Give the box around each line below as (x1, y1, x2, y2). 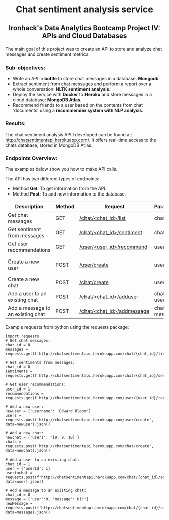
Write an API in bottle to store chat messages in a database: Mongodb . (12, 75, 160, 81)
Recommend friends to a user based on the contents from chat (12, 102, 143, 108)
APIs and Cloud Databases (42, 31, 127, 40)
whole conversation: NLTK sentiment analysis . (12, 86, 111, 92)
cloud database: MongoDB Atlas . (12, 97, 82, 103)
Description (15, 203, 44, 210)
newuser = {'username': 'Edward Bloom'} (5, 409, 92, 414)
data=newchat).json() (5, 448, 51, 453)
